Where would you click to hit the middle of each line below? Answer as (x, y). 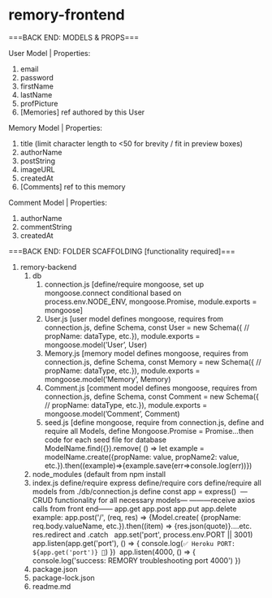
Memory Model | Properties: (56, 128)
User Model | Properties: (50, 53)
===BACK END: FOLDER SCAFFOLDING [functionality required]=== (122, 251)
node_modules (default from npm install (99, 474)
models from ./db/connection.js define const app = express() (134, 491)
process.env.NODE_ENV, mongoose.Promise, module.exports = (151, 301)
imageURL (37, 169)
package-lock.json (63, 578)
